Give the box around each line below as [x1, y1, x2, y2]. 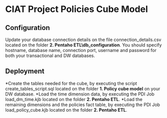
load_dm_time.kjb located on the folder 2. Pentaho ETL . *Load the [5, 96, 142, 102]
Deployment [5, 67, 45, 75]
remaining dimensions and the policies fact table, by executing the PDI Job [5, 101, 160, 107]
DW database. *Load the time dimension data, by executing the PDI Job [5, 91, 155, 97]
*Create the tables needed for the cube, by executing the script [5, 80, 137, 86]
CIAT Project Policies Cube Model [5, 3, 148, 15]
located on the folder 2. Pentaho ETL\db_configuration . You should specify [5, 42, 162, 48]
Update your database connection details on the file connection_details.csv [5, 36, 161, 42]
